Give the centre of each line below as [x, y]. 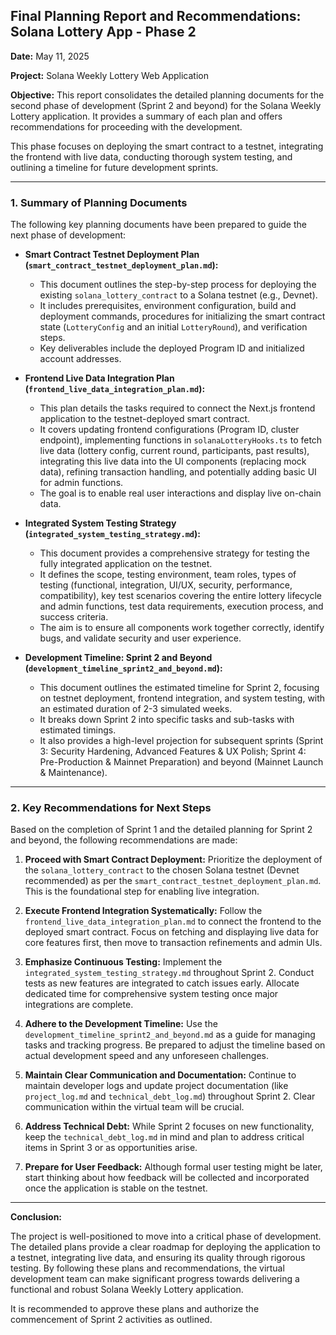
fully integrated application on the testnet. [126, 564]
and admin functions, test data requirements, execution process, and [181, 606]
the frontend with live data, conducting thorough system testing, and [151, 156]
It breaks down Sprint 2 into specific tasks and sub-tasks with [167, 720]
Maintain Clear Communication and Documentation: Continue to [160, 1075]
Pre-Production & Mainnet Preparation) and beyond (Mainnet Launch [181, 762]
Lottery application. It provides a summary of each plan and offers [146, 116]
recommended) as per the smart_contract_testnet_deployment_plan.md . [173, 881]
